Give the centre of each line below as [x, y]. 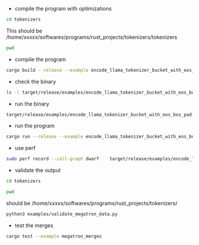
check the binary [35, 81]
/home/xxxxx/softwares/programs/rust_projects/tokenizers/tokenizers [92, 37]
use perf [25, 148]
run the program [35, 126]
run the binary [32, 104]
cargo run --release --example [45, 137]
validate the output [38, 170]
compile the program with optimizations [63, 9]
